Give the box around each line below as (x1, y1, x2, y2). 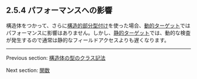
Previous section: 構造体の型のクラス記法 (6, 54, 106, 61)
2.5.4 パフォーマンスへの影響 (6, 5, 113, 16)
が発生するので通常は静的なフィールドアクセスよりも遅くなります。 (6, 37, 170, 44)
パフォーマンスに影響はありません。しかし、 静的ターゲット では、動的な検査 (6, 29, 191, 36)
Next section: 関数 (6, 66, 50, 74)
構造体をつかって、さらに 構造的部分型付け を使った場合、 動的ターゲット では (6, 22, 191, 29)
